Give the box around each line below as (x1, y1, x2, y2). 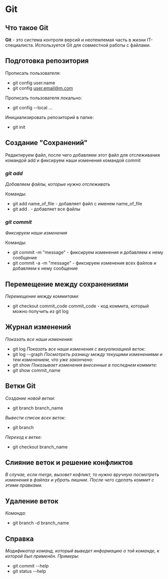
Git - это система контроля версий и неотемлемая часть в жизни (5, 37, 146, 43)
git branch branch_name (12, 405, 64, 411)
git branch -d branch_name (12, 520, 69, 526)
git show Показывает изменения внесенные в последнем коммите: (12, 362, 157, 368)
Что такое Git (5, 24, 49, 32)
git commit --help (12, 563, 49, 569)
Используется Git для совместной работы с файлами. (35, 42, 151, 48)
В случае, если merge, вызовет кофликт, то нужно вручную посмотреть (5, 472, 159, 478)
